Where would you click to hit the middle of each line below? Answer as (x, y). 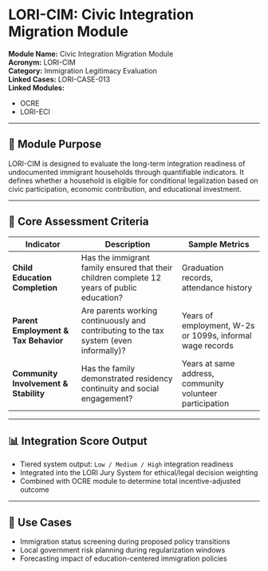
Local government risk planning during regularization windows (122, 550)
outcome (34, 490)
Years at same (208, 363)
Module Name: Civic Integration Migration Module (91, 54)
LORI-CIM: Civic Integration (101, 15)
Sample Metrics (219, 244)
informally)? (103, 351)
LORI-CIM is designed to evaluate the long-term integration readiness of (127, 163)
